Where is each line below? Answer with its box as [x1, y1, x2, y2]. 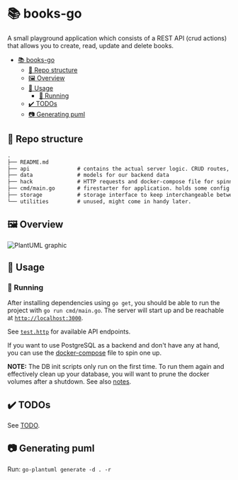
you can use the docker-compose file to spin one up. [7, 348, 161, 358]
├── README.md [7, 159, 50, 166]
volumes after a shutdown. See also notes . [7, 377, 132, 386]
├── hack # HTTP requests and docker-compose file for [7, 178, 214, 185]
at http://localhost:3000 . [7, 314, 84, 322]
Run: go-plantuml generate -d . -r [7, 464, 111, 473]
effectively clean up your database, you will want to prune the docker [7, 370, 210, 379]
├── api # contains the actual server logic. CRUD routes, [7, 165, 230, 172]
